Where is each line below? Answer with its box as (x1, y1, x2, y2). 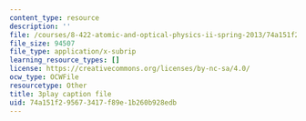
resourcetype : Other (9, 81, 88, 90)
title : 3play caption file (9, 89, 112, 98)
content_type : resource (9, 13, 100, 23)
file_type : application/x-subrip (9, 47, 137, 56)
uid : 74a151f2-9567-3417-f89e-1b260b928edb (9, 97, 178, 107)
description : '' (9, 22, 71, 31)
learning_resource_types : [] (9, 55, 120, 65)
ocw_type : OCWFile (9, 73, 79, 82)
